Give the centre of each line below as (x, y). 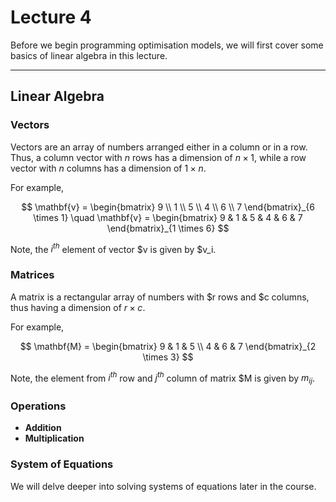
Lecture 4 (51, 17)
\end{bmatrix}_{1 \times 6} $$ (168, 228)
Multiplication (54, 438)
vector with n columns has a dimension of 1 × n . (108, 168)
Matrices (32, 275)
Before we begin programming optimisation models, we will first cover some (167, 45)
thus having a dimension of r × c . (78, 307)
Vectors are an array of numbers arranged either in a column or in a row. (159, 147)
